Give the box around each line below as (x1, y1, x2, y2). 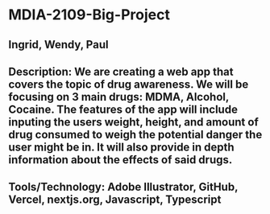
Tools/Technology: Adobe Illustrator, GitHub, (8, 180, 239, 194)
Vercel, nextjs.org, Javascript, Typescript (8, 193, 222, 207)
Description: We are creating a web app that (8, 64, 234, 78)
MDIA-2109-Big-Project (8, 6, 171, 24)
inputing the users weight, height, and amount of (8, 115, 260, 129)
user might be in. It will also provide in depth (8, 140, 235, 154)
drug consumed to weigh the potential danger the (8, 127, 263, 142)
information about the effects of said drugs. (8, 153, 233, 167)
